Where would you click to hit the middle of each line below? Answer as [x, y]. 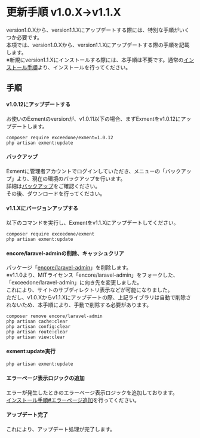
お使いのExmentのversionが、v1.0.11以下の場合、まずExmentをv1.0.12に [93, 119]
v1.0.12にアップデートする [38, 104]
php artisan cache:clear [37, 321]
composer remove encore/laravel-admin [54, 316]
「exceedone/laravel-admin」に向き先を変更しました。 [74, 283]
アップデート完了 [27, 415]
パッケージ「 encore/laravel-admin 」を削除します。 [69, 268]
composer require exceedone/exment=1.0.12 [60, 137]
